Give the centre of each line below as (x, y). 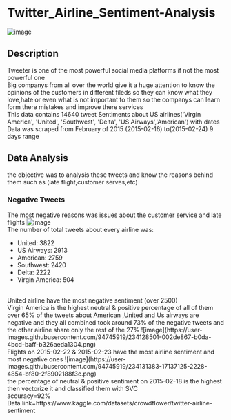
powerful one (26, 77)
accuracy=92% (29, 396)
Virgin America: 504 (46, 279)
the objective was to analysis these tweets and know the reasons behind (110, 175)
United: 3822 (36, 242)
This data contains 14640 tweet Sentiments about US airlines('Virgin (104, 114)
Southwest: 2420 (42, 265)
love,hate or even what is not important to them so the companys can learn (114, 99)
